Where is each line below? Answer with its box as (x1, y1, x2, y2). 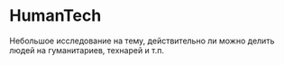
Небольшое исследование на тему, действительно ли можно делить (9, 35, 275, 46)
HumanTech (9, 5, 102, 26)
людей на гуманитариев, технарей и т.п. (9, 44, 165, 55)
